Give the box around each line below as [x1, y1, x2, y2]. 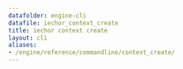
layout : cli [8, 33, 48, 42]
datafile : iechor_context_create [8, 19, 119, 27]
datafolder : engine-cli [8, 11, 87, 20]
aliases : [8, 41, 37, 49]
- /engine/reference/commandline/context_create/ [8, 48, 176, 56]
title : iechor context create [8, 26, 109, 34]
